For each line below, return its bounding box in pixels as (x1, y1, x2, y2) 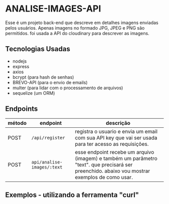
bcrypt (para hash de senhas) (12, 74, 74, 80)
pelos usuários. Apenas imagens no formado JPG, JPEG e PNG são (5, 25, 145, 31)
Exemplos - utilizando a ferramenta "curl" (5, 190, 139, 199)
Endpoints (5, 105, 38, 113)
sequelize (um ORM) (12, 90, 55, 96)
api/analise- (31, 159, 63, 165)
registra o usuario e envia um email (74, 128, 157, 135)
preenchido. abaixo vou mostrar (74, 167, 150, 174)
